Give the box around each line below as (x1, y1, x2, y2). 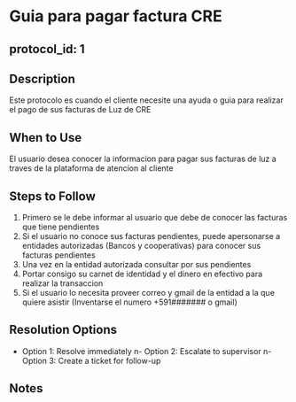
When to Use (9, 130, 82, 145)
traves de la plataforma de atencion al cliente (9, 163, 174, 174)
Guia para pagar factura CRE (9, 6, 223, 27)
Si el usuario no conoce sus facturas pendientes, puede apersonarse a (21, 231, 281, 242)
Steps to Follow (9, 189, 96, 204)
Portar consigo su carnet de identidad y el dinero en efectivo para (21, 268, 263, 280)
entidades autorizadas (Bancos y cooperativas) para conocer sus (21, 241, 261, 251)
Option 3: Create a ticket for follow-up (21, 355, 161, 366)
